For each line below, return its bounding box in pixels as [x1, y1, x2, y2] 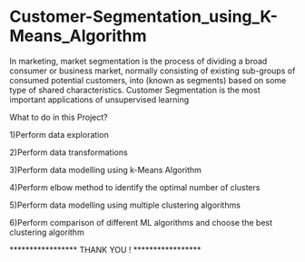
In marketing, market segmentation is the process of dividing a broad [9, 55, 268, 66]
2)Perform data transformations [9, 147, 129, 158]
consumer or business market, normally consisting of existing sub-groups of [9, 65, 296, 76]
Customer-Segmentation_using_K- [9, 6, 279, 27]
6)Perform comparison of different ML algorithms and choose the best [9, 217, 273, 228]
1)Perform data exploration [9, 129, 109, 140]
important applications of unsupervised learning [9, 93, 189, 105]
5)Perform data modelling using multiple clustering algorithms [9, 199, 241, 210]
